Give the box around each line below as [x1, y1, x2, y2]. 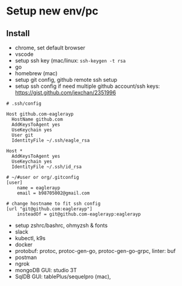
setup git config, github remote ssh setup [14, 76, 118, 83]
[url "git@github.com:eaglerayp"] [6, 206, 93, 212]
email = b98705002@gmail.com [17, 190, 90, 196]
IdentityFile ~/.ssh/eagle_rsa [11, 137, 90, 143]
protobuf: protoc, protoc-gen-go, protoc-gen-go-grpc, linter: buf [14, 247, 176, 254]
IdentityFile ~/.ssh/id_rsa [11, 164, 82, 170]
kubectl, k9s [14, 235, 46, 241]
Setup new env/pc [6, 4, 99, 18]
